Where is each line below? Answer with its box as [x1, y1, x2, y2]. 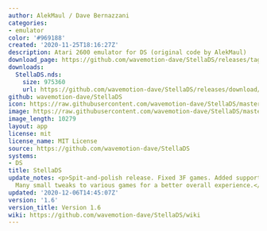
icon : [8, 100, 26, 108]
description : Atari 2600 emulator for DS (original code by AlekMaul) [8, 48, 247, 56]
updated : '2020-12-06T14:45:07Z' [8, 188, 119, 197]
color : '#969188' [8, 33, 66, 42]
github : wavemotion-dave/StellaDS [8, 93, 123, 101]
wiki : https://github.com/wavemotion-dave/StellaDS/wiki [8, 211, 201, 219]
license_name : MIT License [8, 137, 98, 145]
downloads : [8, 64, 44, 71]
